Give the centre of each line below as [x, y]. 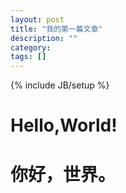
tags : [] [28, 57]
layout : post [37, 19]
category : [31, 47]
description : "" [44, 38]
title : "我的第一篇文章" [56, 29]
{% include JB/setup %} [60, 85]
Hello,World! [64, 125]
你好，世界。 [63, 174]
